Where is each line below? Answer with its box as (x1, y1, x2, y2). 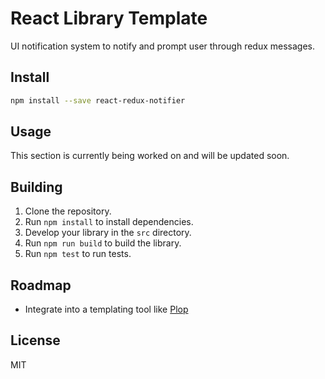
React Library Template (10, 7, 208, 30)
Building (10, 178, 63, 196)
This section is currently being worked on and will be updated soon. (10, 150, 290, 162)
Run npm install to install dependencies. (24, 216, 194, 228)
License (10, 332, 61, 349)
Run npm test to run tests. (24, 248, 132, 260)
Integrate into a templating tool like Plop (24, 303, 189, 316)
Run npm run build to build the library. (24, 237, 182, 249)
